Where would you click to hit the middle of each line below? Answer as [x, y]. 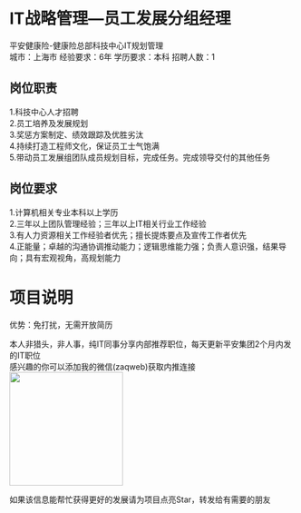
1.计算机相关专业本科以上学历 [64, 212]
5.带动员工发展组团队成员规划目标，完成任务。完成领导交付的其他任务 [140, 157]
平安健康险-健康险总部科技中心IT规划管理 [87, 45]
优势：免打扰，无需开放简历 [61, 324]
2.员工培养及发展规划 [49, 123]
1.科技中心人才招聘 [44, 112]
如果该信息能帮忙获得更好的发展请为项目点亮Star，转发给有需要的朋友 [140, 499]
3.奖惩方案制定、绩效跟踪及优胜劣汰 [77, 134]
